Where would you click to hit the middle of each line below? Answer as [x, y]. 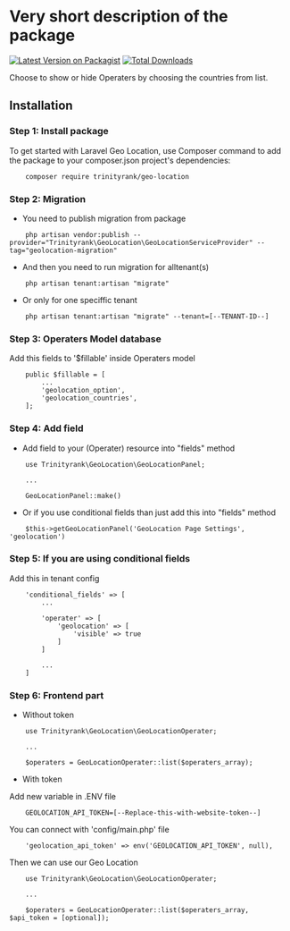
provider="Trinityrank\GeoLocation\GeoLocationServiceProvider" [131, 242]
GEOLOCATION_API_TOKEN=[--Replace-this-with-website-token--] [143, 813]
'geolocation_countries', [90, 398]
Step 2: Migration [48, 199]
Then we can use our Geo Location [74, 863]
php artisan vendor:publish [77, 234]
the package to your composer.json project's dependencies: [120, 160]
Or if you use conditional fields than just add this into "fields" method [149, 512]
